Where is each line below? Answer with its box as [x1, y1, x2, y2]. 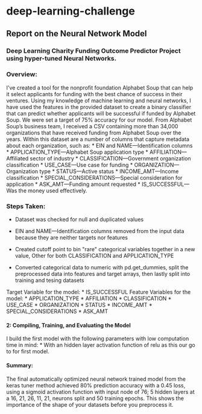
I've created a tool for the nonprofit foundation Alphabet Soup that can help [6, 84, 194, 91]
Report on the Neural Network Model [6, 28, 147, 39]
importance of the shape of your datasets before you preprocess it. [6, 401, 174, 408]
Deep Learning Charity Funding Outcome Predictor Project [6, 47, 181, 55]
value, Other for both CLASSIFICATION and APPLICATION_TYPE [14, 252, 174, 260]
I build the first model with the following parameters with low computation [6, 335, 189, 343]
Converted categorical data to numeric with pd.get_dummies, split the [14, 264, 189, 271]
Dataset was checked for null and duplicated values [14, 216, 144, 223]
